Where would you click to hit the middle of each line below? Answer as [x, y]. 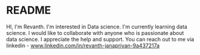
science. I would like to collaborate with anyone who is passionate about [95, 33]
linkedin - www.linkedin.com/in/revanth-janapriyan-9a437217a [83, 46]
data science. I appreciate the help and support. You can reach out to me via [100, 39]
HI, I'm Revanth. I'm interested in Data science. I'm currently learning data [97, 27]
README [29, 10]
